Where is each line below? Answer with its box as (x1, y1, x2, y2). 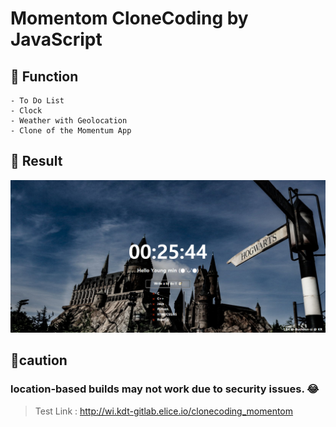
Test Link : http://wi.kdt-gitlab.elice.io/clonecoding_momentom (34, 405, 294, 417)
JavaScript (10, 28, 103, 51)
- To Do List (10, 96, 65, 106)
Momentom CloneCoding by (10, 7, 249, 30)
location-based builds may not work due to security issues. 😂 (10, 382, 320, 396)
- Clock (10, 106, 43, 116)
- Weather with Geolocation (10, 116, 128, 126)
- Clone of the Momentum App (10, 126, 132, 136)
